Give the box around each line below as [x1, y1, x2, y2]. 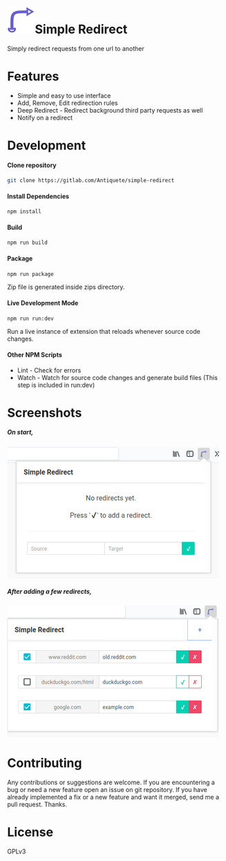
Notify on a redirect [17, 113, 73, 122]
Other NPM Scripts [7, 351, 62, 359]
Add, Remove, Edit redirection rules [17, 99, 118, 107]
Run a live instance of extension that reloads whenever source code [7, 328, 200, 336]
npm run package [7, 270, 54, 278]
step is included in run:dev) [17, 381, 95, 389]
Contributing [7, 755, 82, 770]
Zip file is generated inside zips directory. [7, 283, 125, 292]
